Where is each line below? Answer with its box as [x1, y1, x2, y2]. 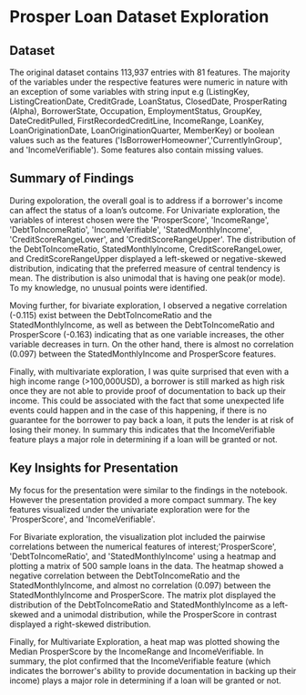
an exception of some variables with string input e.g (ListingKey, [9, 87, 250, 97]
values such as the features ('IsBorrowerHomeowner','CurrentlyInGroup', [9, 135, 282, 145]
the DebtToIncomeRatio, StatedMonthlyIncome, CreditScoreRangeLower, [9, 244, 283, 254]
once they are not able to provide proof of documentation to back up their [9, 385, 287, 396]
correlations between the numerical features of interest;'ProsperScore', [9, 541, 277, 552]
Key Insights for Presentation [9, 461, 179, 476]
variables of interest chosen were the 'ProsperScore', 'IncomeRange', [9, 214, 270, 225]
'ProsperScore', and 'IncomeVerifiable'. [9, 513, 156, 524]
